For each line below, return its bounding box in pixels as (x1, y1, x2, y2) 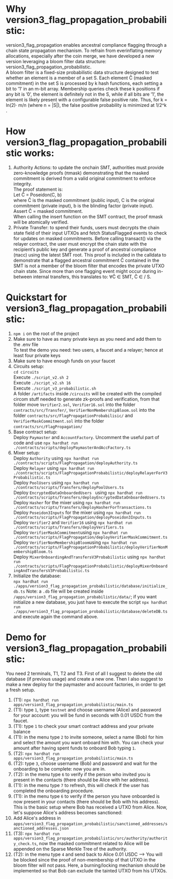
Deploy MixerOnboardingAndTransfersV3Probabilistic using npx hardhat (13, 554, 166, 560)
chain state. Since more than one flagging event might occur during (13, 268, 156, 274)
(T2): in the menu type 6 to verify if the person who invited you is (13, 771, 151, 777)
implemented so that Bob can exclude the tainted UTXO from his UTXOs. (13, 867, 167, 874)
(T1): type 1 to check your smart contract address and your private (13, 723, 154, 729)
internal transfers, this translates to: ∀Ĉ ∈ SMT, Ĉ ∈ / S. (33, 273, 151, 280)
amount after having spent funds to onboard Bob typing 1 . (13, 745, 137, 751)
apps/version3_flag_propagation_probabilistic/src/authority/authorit (13, 836, 168, 841)
